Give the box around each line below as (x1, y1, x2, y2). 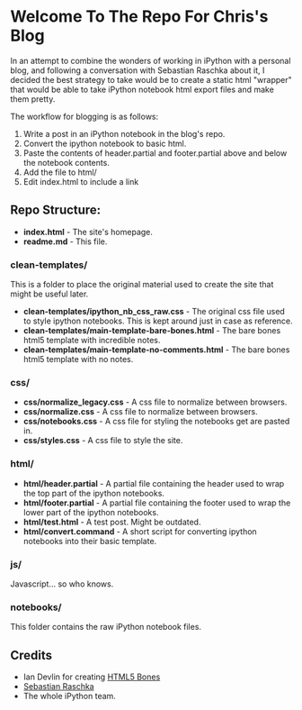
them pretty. (10, 93, 56, 105)
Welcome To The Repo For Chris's (10, 6, 269, 27)
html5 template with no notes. (22, 354, 134, 365)
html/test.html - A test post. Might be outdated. (22, 516, 201, 527)
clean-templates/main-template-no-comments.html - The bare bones (22, 344, 290, 355)
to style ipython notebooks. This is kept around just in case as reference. (22, 315, 293, 326)
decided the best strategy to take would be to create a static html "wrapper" (10, 74, 293, 85)
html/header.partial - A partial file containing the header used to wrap (22, 478, 285, 488)
